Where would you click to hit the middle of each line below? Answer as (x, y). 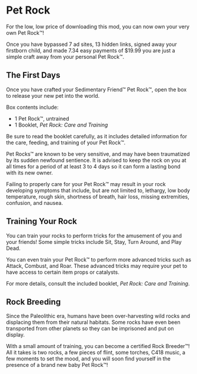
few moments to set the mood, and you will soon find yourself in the (88, 359)
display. (16, 335)
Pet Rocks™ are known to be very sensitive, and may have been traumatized (98, 154)
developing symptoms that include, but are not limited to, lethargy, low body (98, 190)
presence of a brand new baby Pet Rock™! (57, 365)
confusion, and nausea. (35, 203)
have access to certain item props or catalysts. (63, 272)
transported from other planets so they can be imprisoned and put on (90, 329)
